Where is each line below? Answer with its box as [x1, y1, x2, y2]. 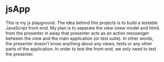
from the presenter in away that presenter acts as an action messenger [5, 30, 149, 36]
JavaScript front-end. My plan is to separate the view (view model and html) [5, 25, 160, 31]
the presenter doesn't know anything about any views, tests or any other [5, 40, 153, 46]
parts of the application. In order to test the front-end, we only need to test [5, 46, 157, 52]
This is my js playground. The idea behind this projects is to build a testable [5, 20, 158, 26]
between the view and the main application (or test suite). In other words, [5, 35, 154, 41]
